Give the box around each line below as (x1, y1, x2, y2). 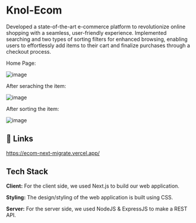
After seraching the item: (6, 82, 67, 89)
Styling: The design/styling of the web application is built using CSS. (6, 194, 174, 201)
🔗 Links (6, 134, 34, 144)
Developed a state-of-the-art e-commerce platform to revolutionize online (6, 23, 186, 30)
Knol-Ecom (6, 4, 62, 17)
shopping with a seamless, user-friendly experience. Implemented (6, 29, 167, 36)
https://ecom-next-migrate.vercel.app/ (6, 149, 100, 156)
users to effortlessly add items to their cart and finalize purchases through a (6, 42, 190, 49)
